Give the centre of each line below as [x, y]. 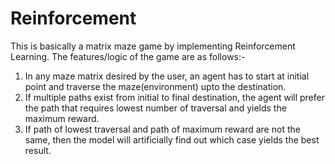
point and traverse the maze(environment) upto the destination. [155, 86]
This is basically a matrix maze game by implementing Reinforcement [153, 46]
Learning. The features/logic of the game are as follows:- [128, 56]
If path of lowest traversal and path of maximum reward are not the [162, 129]
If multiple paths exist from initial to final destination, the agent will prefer [174, 97]
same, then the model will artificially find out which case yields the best [172, 139]
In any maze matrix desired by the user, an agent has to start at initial [167, 76]
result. [38, 150]
